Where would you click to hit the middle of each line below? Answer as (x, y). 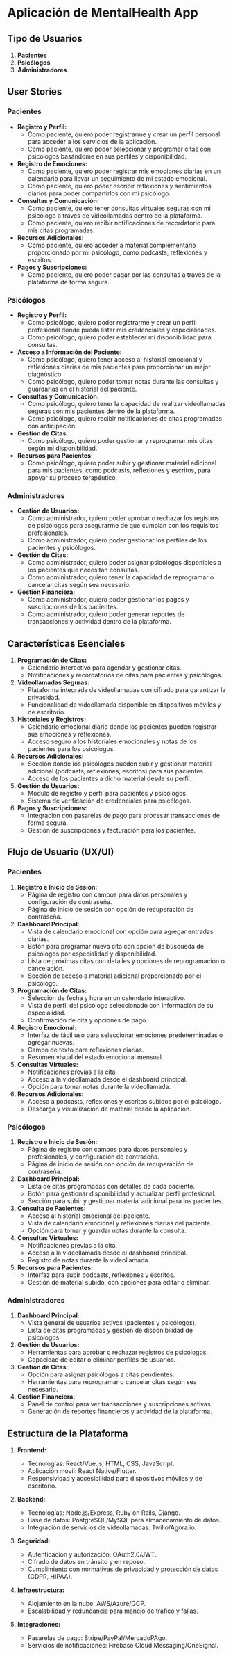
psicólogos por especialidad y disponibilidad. (92, 954)
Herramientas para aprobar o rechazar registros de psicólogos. (118, 1352)
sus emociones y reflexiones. (69, 734)
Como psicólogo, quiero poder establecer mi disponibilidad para (119, 337)
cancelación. (46, 968)
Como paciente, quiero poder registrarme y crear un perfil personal (124, 134)
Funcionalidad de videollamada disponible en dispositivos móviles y (124, 705)
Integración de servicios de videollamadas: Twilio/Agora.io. (112, 1527)
